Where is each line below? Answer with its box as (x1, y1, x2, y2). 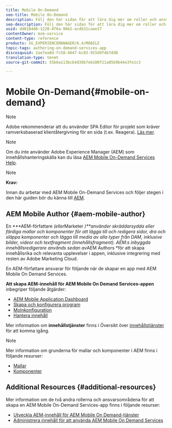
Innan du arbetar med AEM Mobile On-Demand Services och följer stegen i (6, 189, 164, 195)
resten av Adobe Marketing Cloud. (6, 256, 78, 262)
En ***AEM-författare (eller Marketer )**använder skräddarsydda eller (6, 223, 155, 229)
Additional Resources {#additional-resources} (6, 383, 156, 392)
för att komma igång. (6, 328, 50, 334)
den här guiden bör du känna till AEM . (6, 195, 85, 201)
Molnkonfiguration (13, 307, 52, 313)
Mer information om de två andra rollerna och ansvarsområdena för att (6, 396, 155, 402)
